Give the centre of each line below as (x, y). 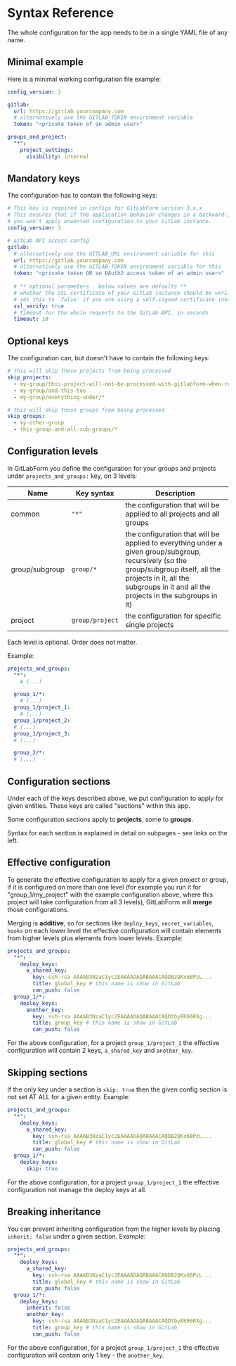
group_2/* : (29, 753)
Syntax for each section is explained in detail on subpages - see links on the (118, 833)
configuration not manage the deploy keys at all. (77, 1189)
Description (175, 493)
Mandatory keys (44, 178)
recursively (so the (156, 560)
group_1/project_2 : (42, 720)
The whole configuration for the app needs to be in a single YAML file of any (118, 32)
